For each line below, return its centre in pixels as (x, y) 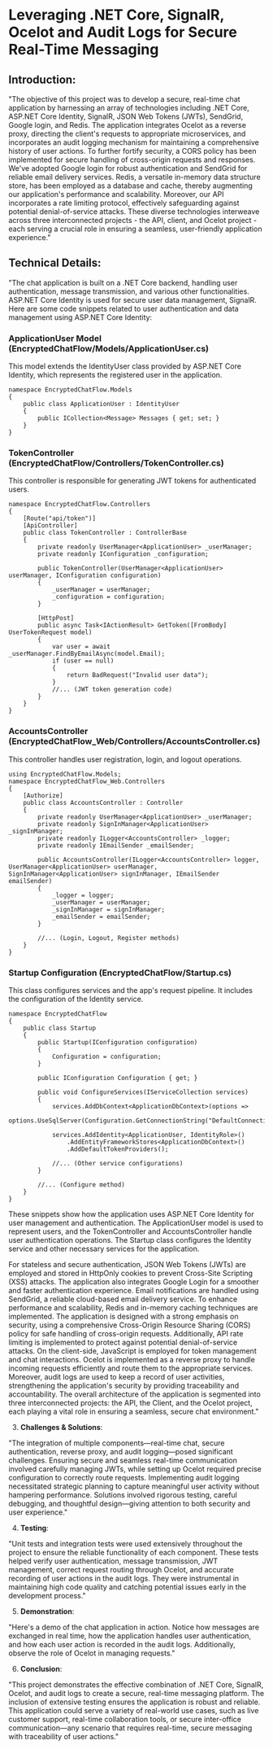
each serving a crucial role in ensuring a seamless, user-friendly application (135, 229)
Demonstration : (47, 1611)
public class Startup (59, 1028)
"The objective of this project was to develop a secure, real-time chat (125, 99)
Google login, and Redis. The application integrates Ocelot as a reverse (127, 125)
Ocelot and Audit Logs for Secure (123, 32)
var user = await (81, 647)
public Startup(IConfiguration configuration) (118, 1043)
